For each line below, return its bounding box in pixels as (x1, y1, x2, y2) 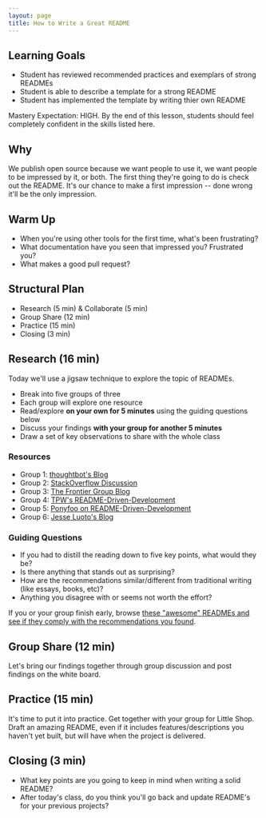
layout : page (8, 11, 52, 20)
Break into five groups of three (19, 389, 121, 398)
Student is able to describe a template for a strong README (19, 87, 216, 97)
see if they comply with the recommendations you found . (8, 616, 197, 626)
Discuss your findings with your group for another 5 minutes (19, 423, 222, 433)
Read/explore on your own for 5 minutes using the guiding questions (19, 405, 248, 416)
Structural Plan (8, 282, 85, 296)
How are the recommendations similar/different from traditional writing (19, 576, 252, 585)
